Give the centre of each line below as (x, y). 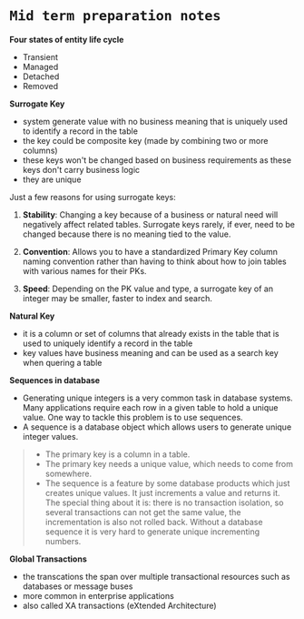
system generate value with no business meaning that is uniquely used (155, 121)
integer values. (50, 436)
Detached (41, 76)
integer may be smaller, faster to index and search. (118, 298)
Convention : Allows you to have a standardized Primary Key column (150, 251)
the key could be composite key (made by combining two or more (145, 140)
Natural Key (32, 316)
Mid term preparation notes (115, 16)
